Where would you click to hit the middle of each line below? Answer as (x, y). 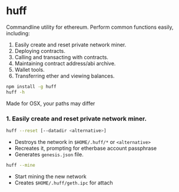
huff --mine (21, 165)
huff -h (16, 92)
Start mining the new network (50, 176)
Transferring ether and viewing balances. (64, 76)
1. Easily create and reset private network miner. (77, 119)
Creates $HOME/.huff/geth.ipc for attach (64, 183)
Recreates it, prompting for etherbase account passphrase (86, 148)
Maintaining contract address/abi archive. (65, 63)
